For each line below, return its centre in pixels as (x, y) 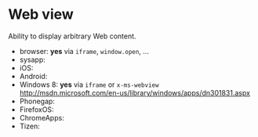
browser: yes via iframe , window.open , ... (84, 51)
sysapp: (32, 59)
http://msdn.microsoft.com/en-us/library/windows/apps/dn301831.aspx (135, 92)
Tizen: (30, 126)
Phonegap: (37, 101)
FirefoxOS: (36, 109)
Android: (33, 76)
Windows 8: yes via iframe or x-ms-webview (89, 85)
